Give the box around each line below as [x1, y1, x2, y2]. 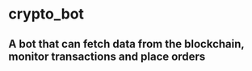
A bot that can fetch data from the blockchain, [8, 37, 245, 51]
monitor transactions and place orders [8, 49, 206, 63]
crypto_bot [8, 5, 85, 23]
